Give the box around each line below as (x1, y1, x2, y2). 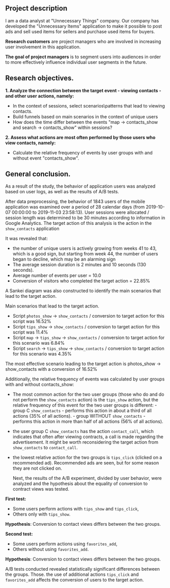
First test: (5, 496, 26, 502)
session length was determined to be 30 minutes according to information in (5, 215, 165, 221)
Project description (5, 4, 68, 13)
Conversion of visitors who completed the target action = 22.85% (12, 278, 150, 284)
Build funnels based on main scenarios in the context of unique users (12, 113, 158, 119)
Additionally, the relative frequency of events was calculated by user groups (5, 376, 165, 382)
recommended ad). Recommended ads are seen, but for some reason (12, 460, 159, 466)
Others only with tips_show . (12, 511, 71, 517)
